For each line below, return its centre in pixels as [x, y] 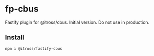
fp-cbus [22, 9]
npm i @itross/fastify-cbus [34, 49]
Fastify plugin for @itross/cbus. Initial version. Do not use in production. [77, 22]
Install [15, 37]
